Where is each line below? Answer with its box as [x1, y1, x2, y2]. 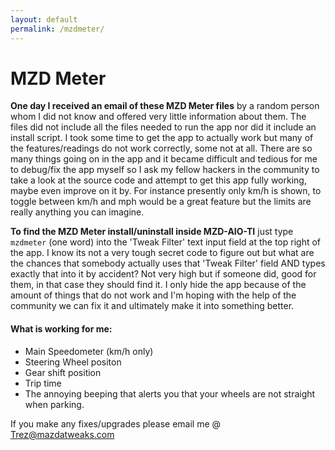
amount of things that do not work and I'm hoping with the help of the [10, 289, 297, 301]
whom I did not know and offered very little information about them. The [10, 111, 307, 123]
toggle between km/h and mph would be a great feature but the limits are [10, 196, 312, 208]
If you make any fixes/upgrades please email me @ [10, 417, 222, 430]
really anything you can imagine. [10, 206, 145, 218]
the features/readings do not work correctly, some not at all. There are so [10, 142, 313, 155]
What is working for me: [10, 323, 113, 335]
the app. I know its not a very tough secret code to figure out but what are [10, 247, 315, 259]
